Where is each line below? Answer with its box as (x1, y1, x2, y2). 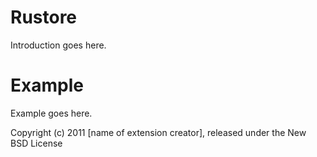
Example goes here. (10, 107, 93, 119)
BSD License (10, 137, 63, 149)
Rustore (10, 6, 78, 29)
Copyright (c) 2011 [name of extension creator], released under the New (10, 126, 307, 138)
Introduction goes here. (10, 39, 107, 51)
